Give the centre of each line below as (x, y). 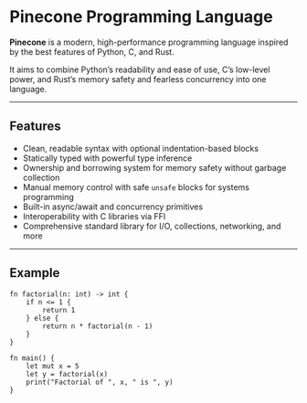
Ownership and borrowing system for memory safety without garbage (154, 167)
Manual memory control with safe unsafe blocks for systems (136, 187)
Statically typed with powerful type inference (107, 158)
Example (35, 273)
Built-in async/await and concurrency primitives (113, 207)
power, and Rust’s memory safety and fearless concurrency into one (138, 79)
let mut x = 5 (53, 366)
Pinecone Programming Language (141, 17)
